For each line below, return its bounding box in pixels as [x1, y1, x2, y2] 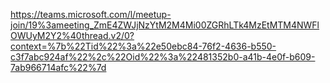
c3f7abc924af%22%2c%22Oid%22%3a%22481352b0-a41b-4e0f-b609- [10, 51, 316, 63]
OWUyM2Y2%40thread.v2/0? [10, 30, 135, 41]
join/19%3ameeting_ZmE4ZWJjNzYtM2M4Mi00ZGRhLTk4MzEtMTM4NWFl [10, 19, 320, 31]
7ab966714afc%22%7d [10, 62, 107, 73]
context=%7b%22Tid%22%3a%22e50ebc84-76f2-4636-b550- [10, 40, 277, 52]
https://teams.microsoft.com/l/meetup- [10, 9, 172, 20]
